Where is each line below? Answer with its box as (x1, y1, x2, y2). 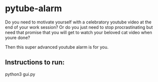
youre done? (5, 35, 30, 41)
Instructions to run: (5, 58, 65, 66)
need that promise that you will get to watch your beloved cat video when (5, 29, 152, 35)
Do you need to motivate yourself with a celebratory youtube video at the (5, 19, 152, 25)
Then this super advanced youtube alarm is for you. (5, 44, 108, 50)
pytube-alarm (5, 3, 62, 14)
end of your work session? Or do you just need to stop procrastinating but (5, 24, 153, 30)
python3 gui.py (5, 71, 35, 77)
